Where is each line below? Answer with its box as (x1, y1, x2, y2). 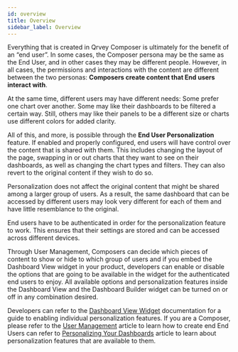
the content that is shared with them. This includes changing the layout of (7, 146, 223, 155)
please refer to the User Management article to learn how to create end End (7, 321, 229, 330)
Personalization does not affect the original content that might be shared (7, 182, 220, 191)
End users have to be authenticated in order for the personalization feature (7, 219, 226, 227)
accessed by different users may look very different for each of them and (7, 197, 222, 206)
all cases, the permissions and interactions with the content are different (7, 65, 219, 75)
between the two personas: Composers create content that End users (7, 73, 215, 82)
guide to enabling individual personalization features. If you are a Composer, (7, 314, 231, 323)
